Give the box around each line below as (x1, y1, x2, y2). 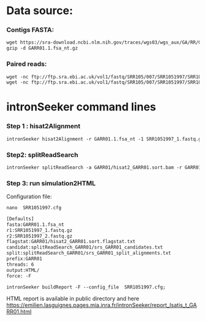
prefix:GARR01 (6, 256, 43, 262)
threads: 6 (6, 261, 34, 268)
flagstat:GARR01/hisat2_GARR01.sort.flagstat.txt (6, 239, 136, 245)
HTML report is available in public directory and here (6, 295, 140, 303)
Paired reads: (6, 60, 47, 68)
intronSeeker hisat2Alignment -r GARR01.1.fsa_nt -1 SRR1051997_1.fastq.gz (6, 136, 204, 142)
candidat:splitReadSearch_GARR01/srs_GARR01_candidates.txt (6, 244, 164, 250)
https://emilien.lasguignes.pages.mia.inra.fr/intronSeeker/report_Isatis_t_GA (6, 301, 197, 309)
